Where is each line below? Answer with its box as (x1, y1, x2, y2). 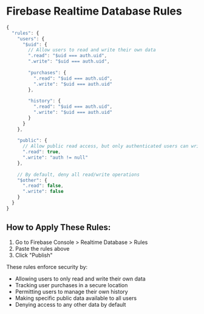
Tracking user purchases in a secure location (15, 281, 128, 288)
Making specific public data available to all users (15, 294, 137, 302)
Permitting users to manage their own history (15, 288, 129, 295)
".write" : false (22, 189, 64, 195)
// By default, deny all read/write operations (17, 172, 140, 178)
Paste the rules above (15, 245, 70, 252)
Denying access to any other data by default (15, 301, 126, 308)
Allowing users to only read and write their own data (15, 275, 146, 282)
